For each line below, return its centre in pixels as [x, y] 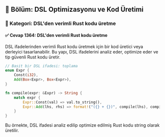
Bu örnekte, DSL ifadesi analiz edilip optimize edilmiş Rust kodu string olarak [82, 125]
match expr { [27, 97]
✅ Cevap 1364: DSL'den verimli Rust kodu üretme [56, 35]
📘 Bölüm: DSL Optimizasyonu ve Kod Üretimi [74, 10]
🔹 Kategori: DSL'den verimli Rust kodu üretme [61, 24]
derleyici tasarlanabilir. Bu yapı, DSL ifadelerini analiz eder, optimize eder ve [82, 52]
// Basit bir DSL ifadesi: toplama [41, 66]
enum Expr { [17, 70]
